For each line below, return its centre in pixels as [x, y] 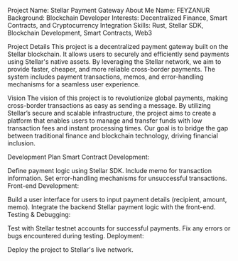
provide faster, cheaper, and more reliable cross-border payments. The [111, 69]
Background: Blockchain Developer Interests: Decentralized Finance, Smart [117, 18]
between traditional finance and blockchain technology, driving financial [113, 135]
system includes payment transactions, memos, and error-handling [106, 77]
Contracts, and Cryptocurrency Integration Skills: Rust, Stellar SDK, [106, 25]
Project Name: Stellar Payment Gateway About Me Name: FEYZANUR [109, 10]
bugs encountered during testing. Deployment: [76, 236]
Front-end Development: [43, 186]
